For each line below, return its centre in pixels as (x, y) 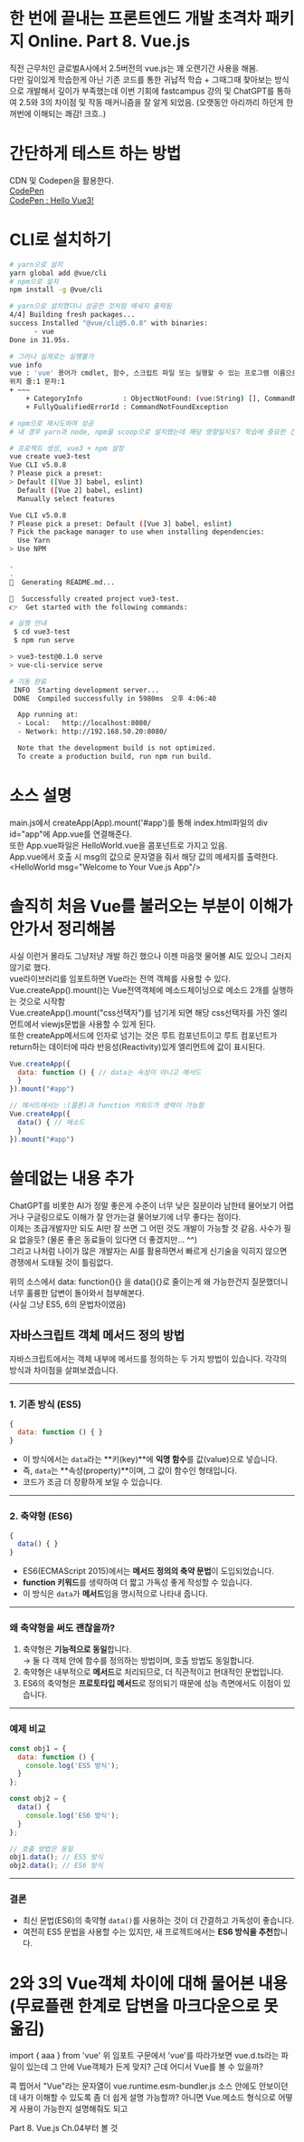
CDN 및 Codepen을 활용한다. (62, 180)
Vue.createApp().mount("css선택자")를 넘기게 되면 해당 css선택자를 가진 (140, 1012)
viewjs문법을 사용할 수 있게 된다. (98, 1024)
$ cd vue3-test (42, 632)
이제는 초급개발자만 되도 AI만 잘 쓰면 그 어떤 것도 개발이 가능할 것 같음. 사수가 (146, 1228)
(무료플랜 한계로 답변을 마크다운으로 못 (144, 2006)
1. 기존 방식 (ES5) (45, 1405)
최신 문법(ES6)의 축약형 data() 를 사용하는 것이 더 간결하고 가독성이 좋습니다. (158, 1921)
